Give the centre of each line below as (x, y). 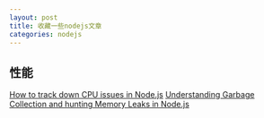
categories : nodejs (46, 34)
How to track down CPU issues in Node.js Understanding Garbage (132, 95)
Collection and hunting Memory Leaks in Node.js (100, 105)
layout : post (34, 17)
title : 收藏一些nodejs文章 (56, 26)
